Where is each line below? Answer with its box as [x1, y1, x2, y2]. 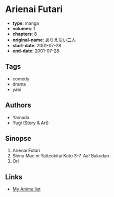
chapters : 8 [12, 31, 37, 37]
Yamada [12, 114, 29, 120]
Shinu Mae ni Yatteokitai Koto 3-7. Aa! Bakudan [12, 153, 109, 159]
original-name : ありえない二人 [12, 37, 76, 43]
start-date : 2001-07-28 [12, 42, 61, 48]
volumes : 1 [12, 25, 35, 31]
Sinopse [5, 134, 31, 143]
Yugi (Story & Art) [12, 120, 49, 126]
